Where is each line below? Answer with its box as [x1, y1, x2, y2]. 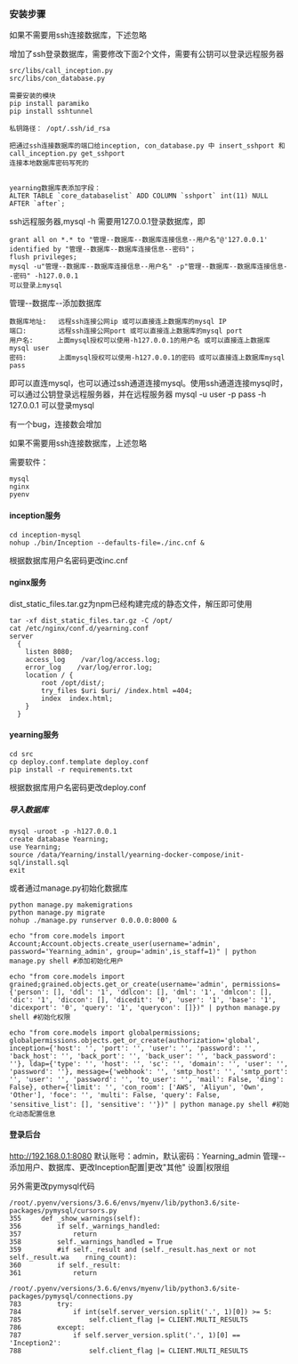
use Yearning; [9, 843, 62, 851]
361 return [9, 1269, 98, 1278]
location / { [25, 670, 74, 680]
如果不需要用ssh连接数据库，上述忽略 [9, 438, 148, 448]
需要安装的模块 [9, 92, 56, 101]
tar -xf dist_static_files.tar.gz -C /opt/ [9, 616, 173, 625]
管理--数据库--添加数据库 [9, 298, 102, 309]
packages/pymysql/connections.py [9, 1292, 133, 1301]
